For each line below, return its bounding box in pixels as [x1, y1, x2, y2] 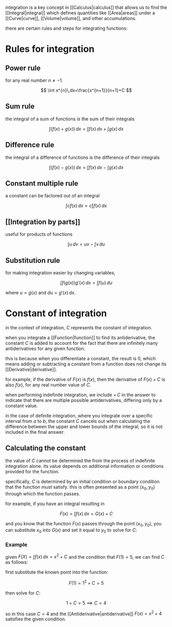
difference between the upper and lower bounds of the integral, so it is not [5, 423, 163, 430]
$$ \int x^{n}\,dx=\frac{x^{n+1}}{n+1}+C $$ [40, 87, 132, 93]
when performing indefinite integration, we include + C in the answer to [5, 392, 156, 398]
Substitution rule [5, 256, 61, 265]
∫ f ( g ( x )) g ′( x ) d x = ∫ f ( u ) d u [60, 280, 112, 286]
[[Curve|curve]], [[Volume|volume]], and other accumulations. [5, 15, 137, 21]
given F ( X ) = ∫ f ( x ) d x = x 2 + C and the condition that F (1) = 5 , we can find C [5, 552, 165, 560]
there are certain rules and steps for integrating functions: [5, 25, 128, 31]
